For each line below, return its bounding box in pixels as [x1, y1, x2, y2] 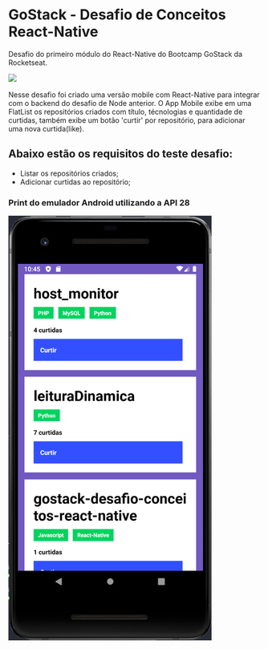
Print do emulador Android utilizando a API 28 [8, 197, 190, 208]
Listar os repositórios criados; [19, 168, 119, 178]
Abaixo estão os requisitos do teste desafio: [8, 147, 233, 161]
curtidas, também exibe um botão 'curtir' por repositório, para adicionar [8, 115, 246, 125]
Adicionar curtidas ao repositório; [19, 176, 131, 186]
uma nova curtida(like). [8, 124, 84, 133]
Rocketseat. [8, 58, 48, 67]
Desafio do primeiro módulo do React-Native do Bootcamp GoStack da [8, 49, 243, 59]
